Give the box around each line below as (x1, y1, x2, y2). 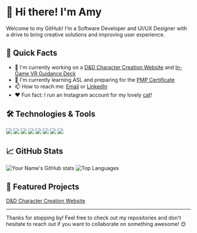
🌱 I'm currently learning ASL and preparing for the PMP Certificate (14, 76, 175, 83)
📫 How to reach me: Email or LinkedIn (14, 82, 107, 90)
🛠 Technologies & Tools (6, 109, 96, 119)
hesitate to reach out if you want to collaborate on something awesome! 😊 (6, 221, 186, 228)
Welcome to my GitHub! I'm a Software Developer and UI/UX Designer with (6, 25, 188, 32)
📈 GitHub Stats (6, 146, 63, 156)
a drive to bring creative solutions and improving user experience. (6, 31, 165, 38)
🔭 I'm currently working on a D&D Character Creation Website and (14, 64, 174, 71)
